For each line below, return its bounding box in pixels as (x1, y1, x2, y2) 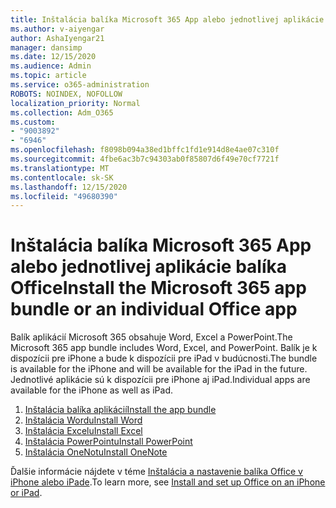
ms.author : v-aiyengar (10, 24, 105, 34)
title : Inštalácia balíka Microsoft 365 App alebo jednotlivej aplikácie (10, 14, 325, 25)
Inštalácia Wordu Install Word (24, 414, 143, 426)
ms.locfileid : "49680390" (10, 191, 118, 201)
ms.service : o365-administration (10, 80, 150, 90)
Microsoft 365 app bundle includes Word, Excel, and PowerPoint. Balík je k (10, 342, 318, 354)
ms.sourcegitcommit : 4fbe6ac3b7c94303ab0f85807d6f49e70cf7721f (10, 154, 280, 164)
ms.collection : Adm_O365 (10, 107, 114, 118)
